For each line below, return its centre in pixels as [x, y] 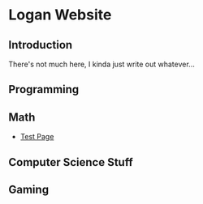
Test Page [37, 137]
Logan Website [60, 15]
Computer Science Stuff [71, 162]
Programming [44, 89]
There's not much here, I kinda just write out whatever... [101, 64]
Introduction [41, 45]
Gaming [29, 189]
